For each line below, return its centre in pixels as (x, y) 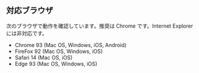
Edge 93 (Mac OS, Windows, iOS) (56, 64)
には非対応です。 (27, 33)
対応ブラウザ (30, 11)
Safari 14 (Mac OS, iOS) (44, 57)
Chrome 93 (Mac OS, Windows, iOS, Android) (70, 45)
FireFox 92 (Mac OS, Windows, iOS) (59, 51)
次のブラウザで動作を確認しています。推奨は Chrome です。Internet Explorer (99, 26)
